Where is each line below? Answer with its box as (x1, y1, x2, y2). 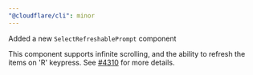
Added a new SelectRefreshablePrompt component (8, 34, 177, 43)
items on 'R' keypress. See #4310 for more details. (8, 57, 175, 67)
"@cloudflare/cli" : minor (8, 11, 95, 20)
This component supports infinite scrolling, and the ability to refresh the (8, 49, 246, 58)
